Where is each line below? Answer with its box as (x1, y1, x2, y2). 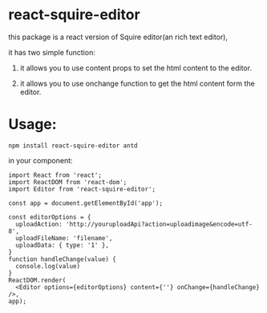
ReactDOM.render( (8, 276, 67, 284)
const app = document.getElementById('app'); (8, 199, 163, 207)
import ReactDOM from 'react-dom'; (8, 178, 127, 186)
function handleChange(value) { (8, 255, 116, 263)
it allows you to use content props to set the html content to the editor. (19, 62, 253, 73)
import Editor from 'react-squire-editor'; (8, 185, 156, 193)
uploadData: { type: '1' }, (15, 241, 110, 249)
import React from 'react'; (8, 171, 103, 179)
